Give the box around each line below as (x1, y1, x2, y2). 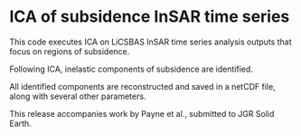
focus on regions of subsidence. (9, 45, 130, 56)
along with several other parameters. (9, 91, 146, 102)
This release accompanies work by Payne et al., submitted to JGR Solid (9, 108, 275, 119)
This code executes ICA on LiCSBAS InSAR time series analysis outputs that (9, 36, 292, 47)
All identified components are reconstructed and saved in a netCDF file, (9, 81, 276, 92)
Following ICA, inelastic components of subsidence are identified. (9, 63, 253, 74)
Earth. (9, 118, 32, 129)
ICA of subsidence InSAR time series (9, 6, 290, 27)
